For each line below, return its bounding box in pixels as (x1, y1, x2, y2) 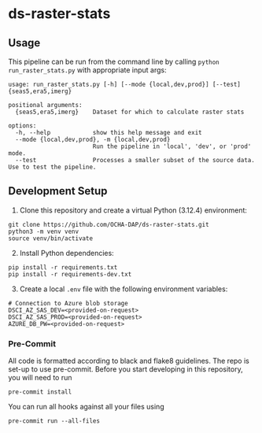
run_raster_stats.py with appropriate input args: (8, 65, 167, 75)
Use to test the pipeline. (8, 163, 97, 171)
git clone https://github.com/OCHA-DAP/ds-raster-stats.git (8, 220, 210, 228)
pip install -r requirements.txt (8, 263, 118, 272)
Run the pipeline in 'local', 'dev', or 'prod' (92, 142, 252, 150)
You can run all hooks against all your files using (8, 402, 164, 412)
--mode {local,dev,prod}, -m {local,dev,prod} (15, 135, 171, 143)
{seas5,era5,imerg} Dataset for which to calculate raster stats (15, 108, 245, 116)
